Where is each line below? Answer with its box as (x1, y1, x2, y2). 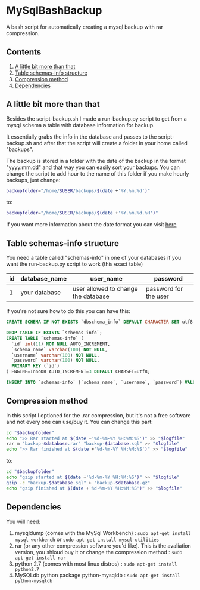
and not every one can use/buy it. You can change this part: (6, 418, 153, 425)
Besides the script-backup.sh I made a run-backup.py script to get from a (6, 115, 187, 122)
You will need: (6, 518, 40, 525)
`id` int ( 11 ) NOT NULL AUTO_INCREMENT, (11, 341, 111, 347)
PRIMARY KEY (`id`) (11, 363, 60, 369)
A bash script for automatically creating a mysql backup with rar (6, 23, 164, 30)
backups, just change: (6, 176, 61, 183)
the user (145, 292, 170, 300)
